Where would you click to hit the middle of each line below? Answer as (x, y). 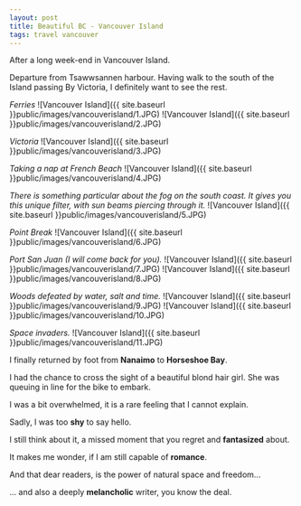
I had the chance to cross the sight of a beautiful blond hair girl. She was (145, 378)
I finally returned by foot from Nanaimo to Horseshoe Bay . (118, 360)
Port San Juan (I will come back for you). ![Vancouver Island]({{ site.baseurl (150, 259)
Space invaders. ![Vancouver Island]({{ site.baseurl (105, 333)
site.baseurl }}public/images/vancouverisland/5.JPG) (108, 215)
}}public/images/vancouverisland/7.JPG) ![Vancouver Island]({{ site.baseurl (150, 269)
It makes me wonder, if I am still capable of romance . (108, 457)
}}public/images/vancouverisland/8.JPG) (85, 279)
